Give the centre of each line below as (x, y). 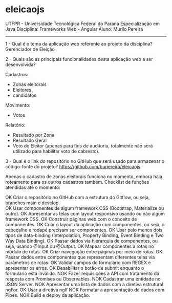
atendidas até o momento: (33, 187)
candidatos (25, 95)
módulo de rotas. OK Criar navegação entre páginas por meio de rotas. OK (84, 251)
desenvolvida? (20, 64)
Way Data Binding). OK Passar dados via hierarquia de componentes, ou (81, 241)
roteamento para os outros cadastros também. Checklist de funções (77, 182)
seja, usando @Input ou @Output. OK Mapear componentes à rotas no (80, 246)
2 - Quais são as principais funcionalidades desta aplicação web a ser (79, 59)
